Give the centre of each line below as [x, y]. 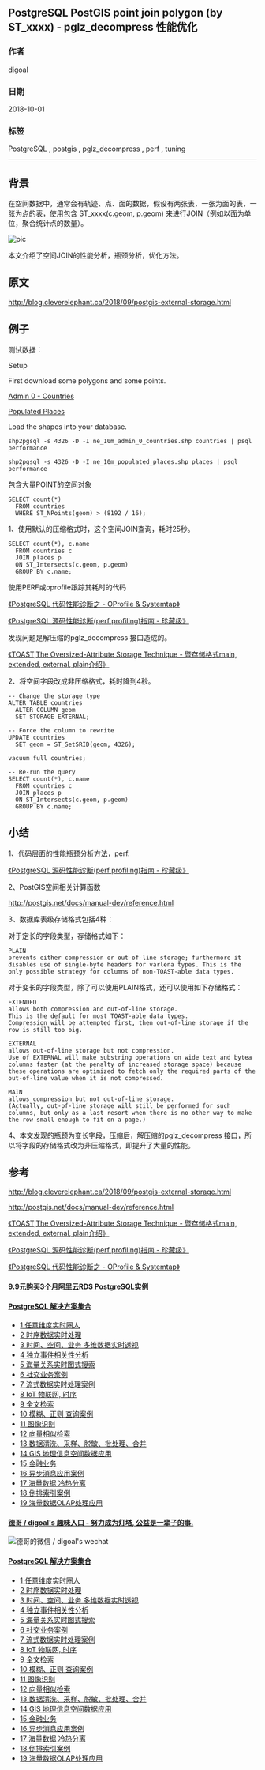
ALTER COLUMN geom [46, 710]
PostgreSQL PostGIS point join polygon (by [116, 13]
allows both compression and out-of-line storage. [93, 1009]
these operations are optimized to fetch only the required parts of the [132, 1071]
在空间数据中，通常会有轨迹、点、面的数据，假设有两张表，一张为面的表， [129, 204]
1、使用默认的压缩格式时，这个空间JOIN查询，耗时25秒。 [101, 529]
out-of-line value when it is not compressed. [86, 1078]
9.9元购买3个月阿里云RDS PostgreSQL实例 [78, 1286]
